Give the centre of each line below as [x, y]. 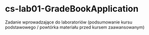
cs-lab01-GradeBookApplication [72, 9]
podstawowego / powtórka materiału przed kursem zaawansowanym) [75, 27]
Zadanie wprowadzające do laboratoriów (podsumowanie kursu [69, 22]
